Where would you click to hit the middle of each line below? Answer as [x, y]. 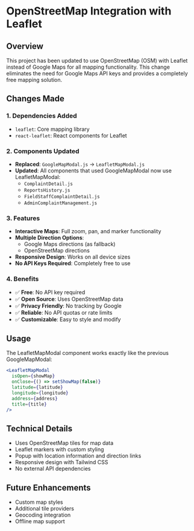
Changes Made [35, 99]
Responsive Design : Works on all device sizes [73, 257]
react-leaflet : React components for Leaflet [71, 135]
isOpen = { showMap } [33, 376]
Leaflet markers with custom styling [59, 450]
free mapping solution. [34, 80]
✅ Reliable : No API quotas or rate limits [64, 312]
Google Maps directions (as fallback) [70, 244]
